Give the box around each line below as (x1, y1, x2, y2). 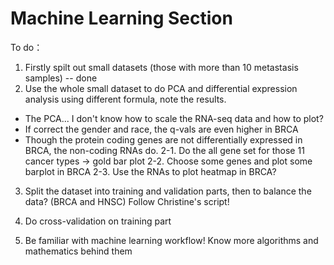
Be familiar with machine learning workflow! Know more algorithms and (24, 234, 319, 246)
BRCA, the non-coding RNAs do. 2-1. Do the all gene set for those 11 (24, 144, 305, 156)
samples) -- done (24, 72, 98, 84)
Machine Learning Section (10, 7, 233, 30)
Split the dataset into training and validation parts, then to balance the (24, 185, 312, 197)
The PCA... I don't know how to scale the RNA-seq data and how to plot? (24, 112, 324, 124)
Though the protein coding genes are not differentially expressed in (24, 133, 303, 146)
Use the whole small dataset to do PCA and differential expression (24, 82, 298, 94)
